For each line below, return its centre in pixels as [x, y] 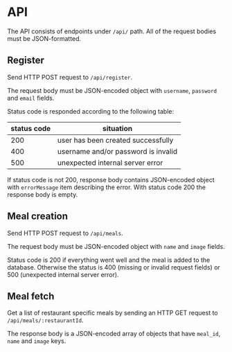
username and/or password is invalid [118, 151]
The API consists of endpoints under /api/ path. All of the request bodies [112, 31]
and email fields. [31, 98]
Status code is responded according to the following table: [91, 111]
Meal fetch [31, 296]
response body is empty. [43, 194]
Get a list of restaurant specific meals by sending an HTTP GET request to [113, 313]
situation [118, 128]
